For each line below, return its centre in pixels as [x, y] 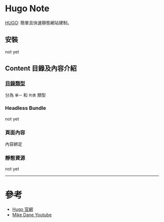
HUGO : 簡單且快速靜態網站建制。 [38, 23]
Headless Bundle [26, 108]
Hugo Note [27, 9]
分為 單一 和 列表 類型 [26, 95]
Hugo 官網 [22, 209]
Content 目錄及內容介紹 [41, 68]
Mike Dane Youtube [32, 215]
